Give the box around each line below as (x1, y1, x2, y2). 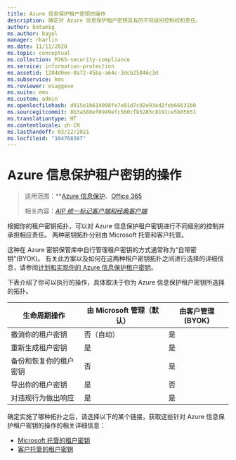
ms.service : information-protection (7, 63, 114, 70)
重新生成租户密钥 (11, 343, 68, 353)
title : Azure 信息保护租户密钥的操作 (7, 10, 106, 18)
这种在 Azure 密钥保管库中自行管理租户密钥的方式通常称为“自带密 (7, 246, 197, 254)
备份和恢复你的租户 (11, 356, 75, 366)
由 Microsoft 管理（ (86, 306, 152, 316)
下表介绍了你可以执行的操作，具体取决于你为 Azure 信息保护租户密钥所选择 (7, 278, 225, 287)
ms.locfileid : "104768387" (7, 135, 86, 142)
